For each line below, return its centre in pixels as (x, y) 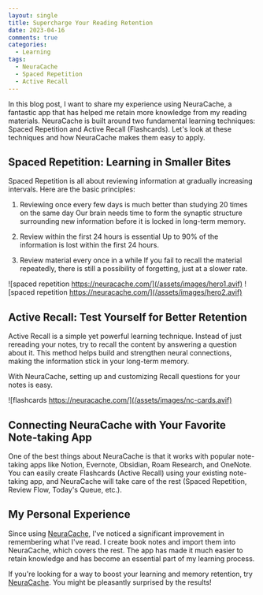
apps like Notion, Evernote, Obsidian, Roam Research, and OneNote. (141, 464)
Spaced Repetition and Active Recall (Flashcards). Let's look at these (120, 129)
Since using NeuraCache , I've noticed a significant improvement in (116, 534)
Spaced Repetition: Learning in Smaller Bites (120, 162)
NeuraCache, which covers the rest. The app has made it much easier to (126, 550)
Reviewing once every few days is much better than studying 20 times (133, 205)
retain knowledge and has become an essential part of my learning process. (131, 558)
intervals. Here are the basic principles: (72, 189)
